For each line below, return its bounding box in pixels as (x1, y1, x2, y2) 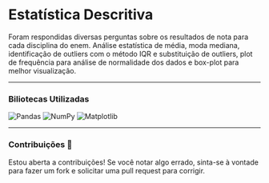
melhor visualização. (8, 66, 77, 75)
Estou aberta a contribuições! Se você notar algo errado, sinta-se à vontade (8, 157, 259, 167)
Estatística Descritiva (8, 6, 154, 24)
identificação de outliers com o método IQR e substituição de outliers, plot (8, 49, 253, 58)
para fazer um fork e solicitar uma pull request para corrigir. (8, 165, 206, 175)
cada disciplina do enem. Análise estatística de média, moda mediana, (8, 40, 240, 50)
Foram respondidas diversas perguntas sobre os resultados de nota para (8, 32, 249, 42)
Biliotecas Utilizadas (8, 93, 90, 105)
